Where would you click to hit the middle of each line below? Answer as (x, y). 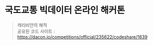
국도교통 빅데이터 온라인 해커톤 (65, 10)
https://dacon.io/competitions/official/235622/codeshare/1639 (82, 37)
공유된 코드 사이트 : (36, 31)
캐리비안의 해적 (32, 25)
